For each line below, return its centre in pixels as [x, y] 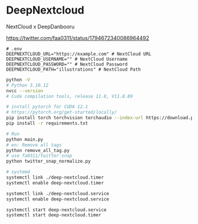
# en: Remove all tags [34, 145]
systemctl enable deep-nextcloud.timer [55, 183]
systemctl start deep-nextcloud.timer [54, 215]
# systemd [18, 172]
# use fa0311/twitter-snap [39, 156]
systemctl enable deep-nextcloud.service [58, 199]
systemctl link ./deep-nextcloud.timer [55, 177]
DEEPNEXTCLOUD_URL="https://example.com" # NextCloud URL [79, 54]
